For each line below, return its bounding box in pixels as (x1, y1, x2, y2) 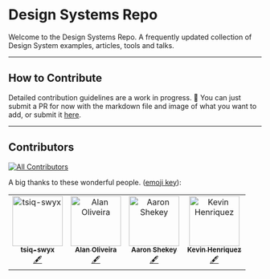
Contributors (8, 140, 75, 154)
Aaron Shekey (131, 245, 178, 254)
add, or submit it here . (8, 110, 82, 119)
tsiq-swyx (20, 245, 55, 254)
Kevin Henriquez (187, 245, 242, 254)
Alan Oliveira (75, 245, 117, 254)
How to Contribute (8, 71, 103, 85)
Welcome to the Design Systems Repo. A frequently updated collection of (8, 32, 252, 42)
